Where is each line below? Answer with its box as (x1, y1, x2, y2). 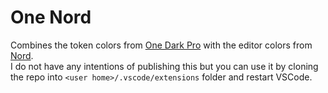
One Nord (10, 6, 92, 29)
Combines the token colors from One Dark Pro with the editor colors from (10, 39, 313, 51)
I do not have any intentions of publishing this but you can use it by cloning (10, 60, 319, 72)
